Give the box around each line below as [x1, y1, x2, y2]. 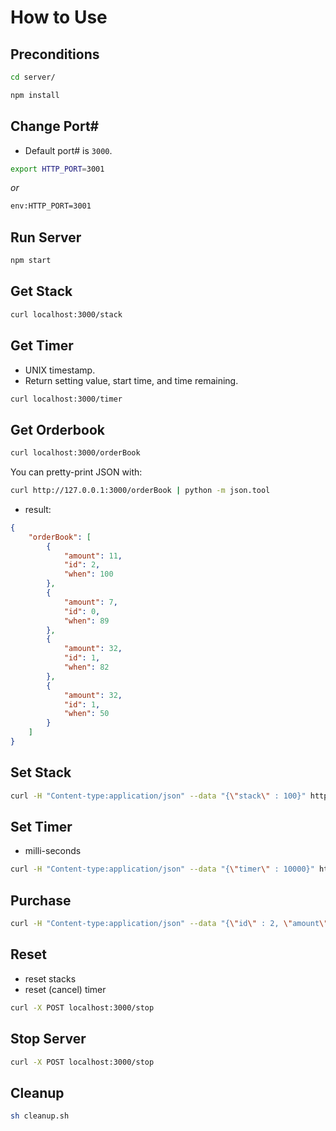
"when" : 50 [63, 709, 110, 719]
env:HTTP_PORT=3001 [10, 201, 92, 211]
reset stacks [24, 972, 77, 985]
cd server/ [10, 72, 56, 82]
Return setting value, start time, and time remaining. [24, 374, 239, 386]
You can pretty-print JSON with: [10, 466, 143, 478]
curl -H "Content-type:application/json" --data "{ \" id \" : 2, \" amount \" [10, 919, 329, 929]
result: [24, 503, 52, 515]
